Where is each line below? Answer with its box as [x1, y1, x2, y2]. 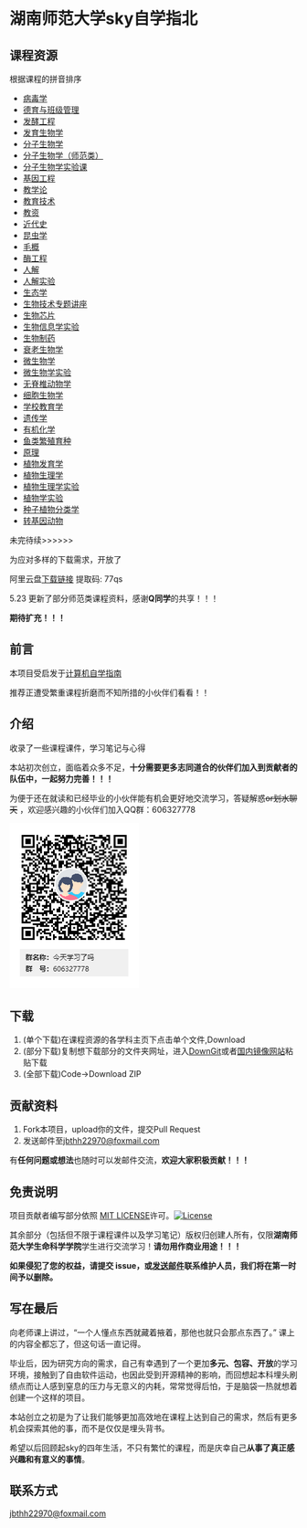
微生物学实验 [22, 367, 71, 377]
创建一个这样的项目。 [9, 1392, 90, 1403]
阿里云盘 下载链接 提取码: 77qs [9, 574, 123, 585]
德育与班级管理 [22, 104, 79, 115]
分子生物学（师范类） [22, 150, 103, 161]
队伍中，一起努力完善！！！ [9, 773, 114, 784]
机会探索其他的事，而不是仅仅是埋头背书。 [9, 1422, 170, 1434]
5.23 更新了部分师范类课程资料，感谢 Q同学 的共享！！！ [9, 593, 219, 604]
